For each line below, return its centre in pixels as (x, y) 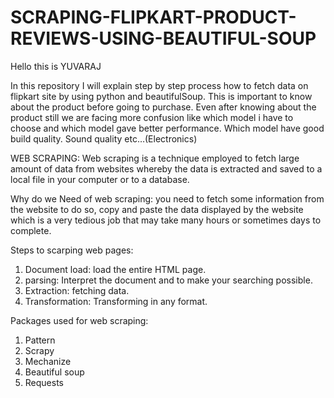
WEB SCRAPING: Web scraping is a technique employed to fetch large (155, 158)
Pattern (40, 340)
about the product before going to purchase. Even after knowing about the (163, 107)
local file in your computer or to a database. (100, 179)
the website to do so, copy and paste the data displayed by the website (157, 209)
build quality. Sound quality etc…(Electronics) (104, 138)
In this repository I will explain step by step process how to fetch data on (159, 85)
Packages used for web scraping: (79, 320)
